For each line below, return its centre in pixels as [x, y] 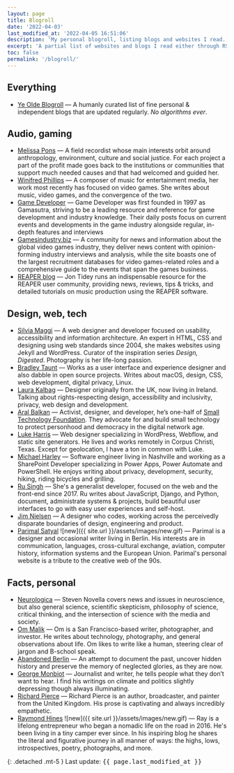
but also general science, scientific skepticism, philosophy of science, [118, 607]
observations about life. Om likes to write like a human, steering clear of [120, 644]
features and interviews [70, 232]
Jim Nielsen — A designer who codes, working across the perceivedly [118, 516]
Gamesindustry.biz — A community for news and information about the [119, 240]
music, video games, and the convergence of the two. [95, 195]
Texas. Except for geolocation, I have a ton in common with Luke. [111, 449]
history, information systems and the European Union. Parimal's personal [122, 554]
